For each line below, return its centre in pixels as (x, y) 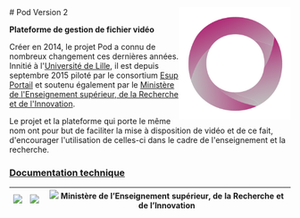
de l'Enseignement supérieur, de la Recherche (94, 94)
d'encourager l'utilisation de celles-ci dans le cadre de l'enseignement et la (147, 140)
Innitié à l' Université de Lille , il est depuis (84, 66)
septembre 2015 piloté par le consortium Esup (94, 75)
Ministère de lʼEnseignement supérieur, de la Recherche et (172, 196)
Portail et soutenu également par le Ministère (92, 85)
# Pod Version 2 (39, 12)
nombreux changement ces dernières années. (94, 56)
